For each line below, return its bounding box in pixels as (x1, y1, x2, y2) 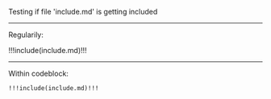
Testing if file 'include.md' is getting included (8, 7, 158, 16)
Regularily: (8, 30, 44, 39)
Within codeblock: (8, 68, 69, 78)
